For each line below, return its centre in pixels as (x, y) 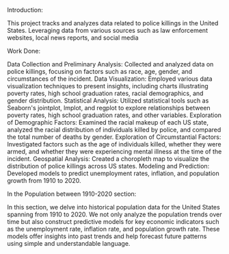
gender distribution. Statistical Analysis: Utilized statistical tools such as (108, 101)
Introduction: (25, 10)
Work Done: (24, 51)
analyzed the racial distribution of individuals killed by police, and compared (114, 130)
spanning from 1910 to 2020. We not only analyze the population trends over (114, 214)
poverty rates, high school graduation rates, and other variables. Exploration (114, 115)
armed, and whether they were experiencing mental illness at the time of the (114, 151)
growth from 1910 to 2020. (44, 180)
